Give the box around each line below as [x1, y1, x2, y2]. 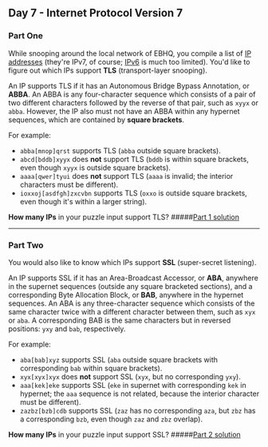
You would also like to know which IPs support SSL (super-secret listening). [8, 257, 257, 267]
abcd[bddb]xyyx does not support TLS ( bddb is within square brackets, [19, 154, 249, 164]
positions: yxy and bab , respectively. [8, 323, 126, 334]
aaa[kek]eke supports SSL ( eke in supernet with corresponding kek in [19, 380, 246, 390]
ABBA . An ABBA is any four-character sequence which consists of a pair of [8, 89, 256, 99]
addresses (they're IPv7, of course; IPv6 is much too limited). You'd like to [8, 57, 250, 66]
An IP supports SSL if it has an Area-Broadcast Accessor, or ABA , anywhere [8, 273, 259, 283]
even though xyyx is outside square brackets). [19, 163, 171, 172]
